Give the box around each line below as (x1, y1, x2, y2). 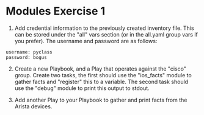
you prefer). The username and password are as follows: (14, 37, 158, 44)
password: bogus (5, 54, 47, 60)
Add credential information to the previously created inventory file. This (14, 24, 194, 32)
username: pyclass (5, 49, 53, 55)
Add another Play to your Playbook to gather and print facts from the (14, 96, 188, 103)
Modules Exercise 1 (5, 4, 106, 18)
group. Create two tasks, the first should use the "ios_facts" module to (14, 71, 192, 78)
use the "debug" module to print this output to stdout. (14, 84, 150, 92)
